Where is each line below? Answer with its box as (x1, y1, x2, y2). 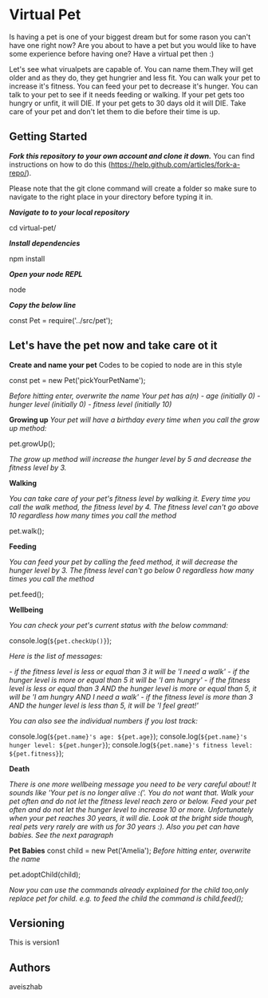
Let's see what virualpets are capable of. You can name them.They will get (9, 64, 254, 73)
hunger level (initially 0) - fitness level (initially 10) (9, 399, 172, 408)
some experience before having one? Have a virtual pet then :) (9, 49, 215, 58)
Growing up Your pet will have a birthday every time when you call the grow (9, 415, 260, 424)
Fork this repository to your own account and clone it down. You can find (9, 151, 255, 160)
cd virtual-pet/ (9, 223, 57, 232)
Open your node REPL (9, 269, 83, 278)
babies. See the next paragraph (9, 830, 114, 839)
